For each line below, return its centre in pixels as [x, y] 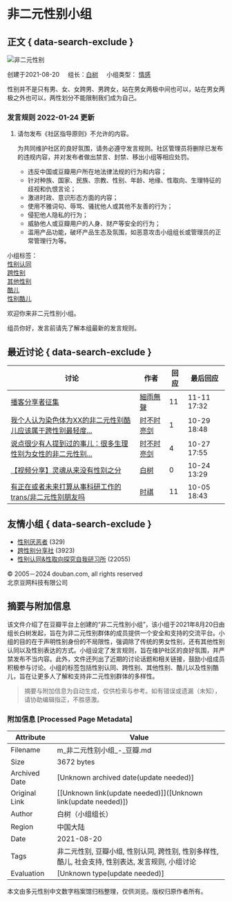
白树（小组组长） [85, 814]
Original [23, 793]
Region [22, 827]
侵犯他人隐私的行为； [58, 215]
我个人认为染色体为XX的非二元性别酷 [71, 420]
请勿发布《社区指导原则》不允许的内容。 [75, 134]
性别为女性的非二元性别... [51, 454]
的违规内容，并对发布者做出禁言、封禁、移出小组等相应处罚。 [105, 157]
